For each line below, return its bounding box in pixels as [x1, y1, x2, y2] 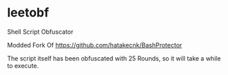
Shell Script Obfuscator [7, 28, 74, 36]
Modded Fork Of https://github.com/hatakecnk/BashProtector [7, 41, 183, 49]
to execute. [7, 61, 39, 69]
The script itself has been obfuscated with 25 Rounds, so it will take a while [7, 54, 221, 63]
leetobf [7, 5, 50, 21]
